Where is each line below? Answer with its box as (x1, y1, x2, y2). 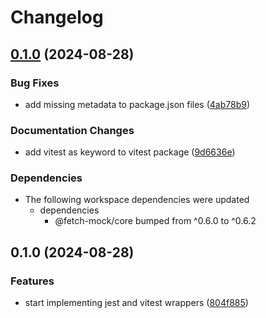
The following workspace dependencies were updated (24, 194, 250, 206)
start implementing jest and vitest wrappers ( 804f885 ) (24, 297, 249, 309)
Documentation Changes (10, 123, 135, 137)
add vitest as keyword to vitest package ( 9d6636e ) (24, 146, 236, 158)
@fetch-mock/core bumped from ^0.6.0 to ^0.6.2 (54, 215, 257, 227)
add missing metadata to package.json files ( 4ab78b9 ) (24, 98, 251, 110)
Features (10, 274, 55, 288)
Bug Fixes (10, 76, 60, 90)
